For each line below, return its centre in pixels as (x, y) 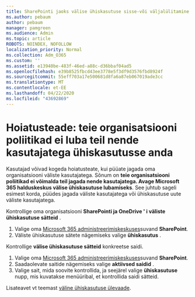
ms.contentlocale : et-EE (36, 88)
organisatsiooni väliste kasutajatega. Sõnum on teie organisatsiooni (88, 175)
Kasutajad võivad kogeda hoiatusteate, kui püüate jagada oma (81, 169)
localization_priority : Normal (44, 50)
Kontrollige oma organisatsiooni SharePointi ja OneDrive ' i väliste (86, 211)
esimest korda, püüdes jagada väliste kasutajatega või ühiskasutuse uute (94, 193)
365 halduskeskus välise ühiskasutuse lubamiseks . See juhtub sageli (91, 187)
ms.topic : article (28, 39)
